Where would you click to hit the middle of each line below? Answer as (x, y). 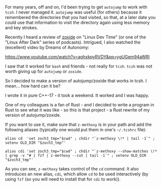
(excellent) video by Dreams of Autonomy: (47, 47)
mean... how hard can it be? (33, 86)
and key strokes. (22, 28)
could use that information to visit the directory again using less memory (77, 22)
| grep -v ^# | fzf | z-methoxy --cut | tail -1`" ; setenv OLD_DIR (76, 155)
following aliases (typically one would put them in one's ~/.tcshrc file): (76, 130)
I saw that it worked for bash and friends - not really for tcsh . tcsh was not (79, 66)
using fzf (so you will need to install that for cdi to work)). (63, 179)
